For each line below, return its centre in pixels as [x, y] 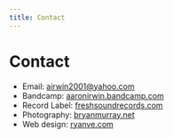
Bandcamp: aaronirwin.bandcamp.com [93, 95]
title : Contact [37, 17]
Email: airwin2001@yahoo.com [78, 86]
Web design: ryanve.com [67, 124]
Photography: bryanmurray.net [78, 114]
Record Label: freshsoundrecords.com [92, 105]
